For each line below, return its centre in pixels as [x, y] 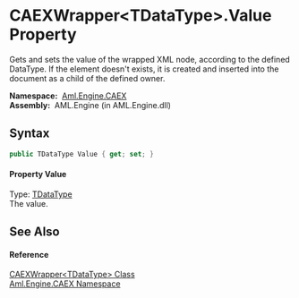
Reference [29, 254]
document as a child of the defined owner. [87, 78]
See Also [34, 232]
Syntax [30, 134]
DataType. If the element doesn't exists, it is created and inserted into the [144, 69]
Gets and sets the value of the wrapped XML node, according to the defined [150, 59]
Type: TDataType [41, 194]
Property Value [38, 175]
